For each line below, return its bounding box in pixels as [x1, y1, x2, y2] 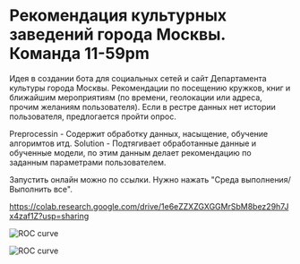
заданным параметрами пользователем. [9, 157, 167, 167]
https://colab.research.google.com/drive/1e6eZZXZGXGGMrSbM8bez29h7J [9, 200, 289, 211]
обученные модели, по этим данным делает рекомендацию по [9, 147, 253, 158]
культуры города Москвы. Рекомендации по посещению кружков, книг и [9, 82, 291, 93]
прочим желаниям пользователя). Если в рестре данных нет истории [9, 101, 276, 112]
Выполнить [9, 183, 52, 194]
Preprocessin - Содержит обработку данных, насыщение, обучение [9, 128, 269, 139]
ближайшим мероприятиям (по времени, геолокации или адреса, [9, 91, 262, 103]
